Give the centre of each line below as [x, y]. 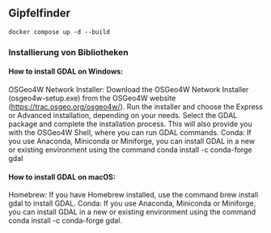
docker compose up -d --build [59, 32]
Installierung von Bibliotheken [68, 52]
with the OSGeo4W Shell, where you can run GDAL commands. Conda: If [130, 132]
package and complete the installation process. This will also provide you [130, 124]
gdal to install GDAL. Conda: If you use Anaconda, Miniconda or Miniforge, [132, 203]
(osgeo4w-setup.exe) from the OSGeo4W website [92, 98]
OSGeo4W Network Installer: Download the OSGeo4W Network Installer [129, 89]
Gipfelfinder [40, 13]
